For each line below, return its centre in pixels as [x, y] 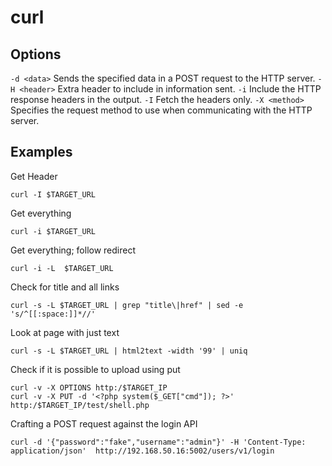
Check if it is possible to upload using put [95, 369]
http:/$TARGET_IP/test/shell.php [80, 405]
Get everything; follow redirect [73, 250]
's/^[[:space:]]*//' [53, 314]
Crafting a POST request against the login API [104, 423]
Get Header [34, 176]
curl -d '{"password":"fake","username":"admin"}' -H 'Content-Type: [158, 442]
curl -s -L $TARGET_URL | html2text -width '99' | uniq [129, 351]
